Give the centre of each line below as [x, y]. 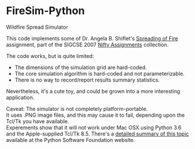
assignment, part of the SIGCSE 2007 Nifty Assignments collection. [88, 45]
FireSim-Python [46, 11]
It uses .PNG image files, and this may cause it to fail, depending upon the [95, 115]
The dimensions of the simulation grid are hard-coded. [81, 67]
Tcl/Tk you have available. [38, 121]
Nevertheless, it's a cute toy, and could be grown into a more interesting [93, 91]
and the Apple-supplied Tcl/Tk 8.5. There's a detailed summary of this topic [97, 134]
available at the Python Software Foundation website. [70, 140]
